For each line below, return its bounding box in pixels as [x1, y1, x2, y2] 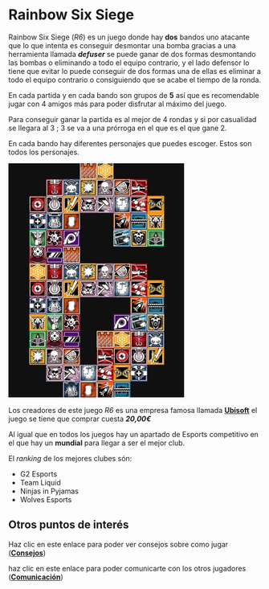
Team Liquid [19, 477, 62, 487]
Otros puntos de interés [8, 518, 129, 532]
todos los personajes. [8, 147, 80, 157]
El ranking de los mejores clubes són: [8, 453, 132, 463]
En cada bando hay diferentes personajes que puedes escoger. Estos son [8, 138, 252, 148]
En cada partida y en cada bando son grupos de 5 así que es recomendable [8, 90, 259, 100]
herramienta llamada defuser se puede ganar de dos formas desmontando [8, 49, 256, 59]
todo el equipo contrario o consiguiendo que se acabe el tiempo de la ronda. [8, 75, 262, 84]
